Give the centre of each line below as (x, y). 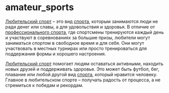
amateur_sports (40, 7)
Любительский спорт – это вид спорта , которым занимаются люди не (82, 21)
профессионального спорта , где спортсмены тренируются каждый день (84, 32)
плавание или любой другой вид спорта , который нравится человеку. (81, 74)
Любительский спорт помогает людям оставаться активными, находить (84, 64)
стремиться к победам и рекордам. (45, 85)
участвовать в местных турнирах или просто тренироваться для (76, 48)
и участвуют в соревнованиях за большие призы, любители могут (78, 38)
